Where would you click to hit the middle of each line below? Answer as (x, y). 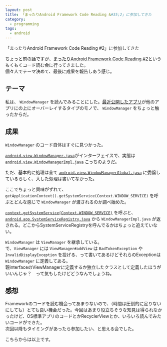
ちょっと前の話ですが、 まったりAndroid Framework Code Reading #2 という (83, 59)
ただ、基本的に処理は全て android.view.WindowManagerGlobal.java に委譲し (83, 172)
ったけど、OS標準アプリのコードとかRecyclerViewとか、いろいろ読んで (79, 316)
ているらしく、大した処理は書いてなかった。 (51, 178)
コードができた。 (27, 322)
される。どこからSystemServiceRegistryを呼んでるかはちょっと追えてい (79, 225)
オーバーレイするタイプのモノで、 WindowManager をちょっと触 (95, 108)
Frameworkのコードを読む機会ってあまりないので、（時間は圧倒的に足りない (83, 304)
